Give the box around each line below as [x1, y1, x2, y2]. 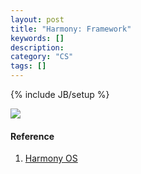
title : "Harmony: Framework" [10, 24, 132, 34]
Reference [10, 130, 55, 142]
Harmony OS [24, 152, 78, 165]
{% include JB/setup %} [10, 89, 110, 100]
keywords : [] [10, 33, 65, 43]
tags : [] [10, 61, 47, 71]
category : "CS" [10, 52, 74, 62]
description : [10, 42, 65, 53]
